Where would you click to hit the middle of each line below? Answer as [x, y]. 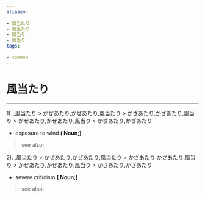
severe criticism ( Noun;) [46, 177]
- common [17, 57]
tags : [13, 46]
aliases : [17, 12]
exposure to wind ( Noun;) [48, 133]
